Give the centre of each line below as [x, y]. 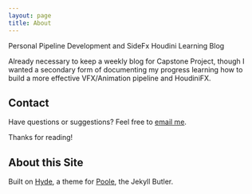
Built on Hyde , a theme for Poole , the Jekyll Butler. [91, 182]
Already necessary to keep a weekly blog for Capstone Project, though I [126, 61]
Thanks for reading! [41, 138]
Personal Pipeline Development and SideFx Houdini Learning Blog [116, 45]
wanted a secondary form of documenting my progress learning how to [126, 69]
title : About [30, 23]
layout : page [30, 16]
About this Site [46, 163]
